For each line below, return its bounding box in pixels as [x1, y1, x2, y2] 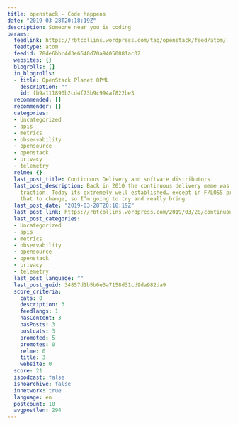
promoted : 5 [20, 334, 55, 341]
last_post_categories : [13, 215, 81, 222]
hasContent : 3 [20, 314, 62, 322]
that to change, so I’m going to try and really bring [20, 195, 186, 203]
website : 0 [20, 360, 52, 368]
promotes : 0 [20, 340, 55, 348]
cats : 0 [20, 294, 42, 302]
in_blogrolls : [13, 70, 55, 77]
